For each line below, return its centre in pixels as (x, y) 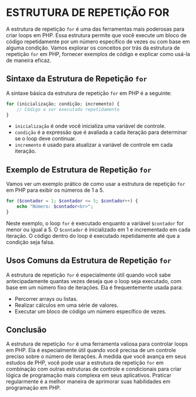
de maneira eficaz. (29, 60)
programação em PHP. (34, 388)
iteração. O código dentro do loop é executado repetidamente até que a (93, 235)
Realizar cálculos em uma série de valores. (67, 305)
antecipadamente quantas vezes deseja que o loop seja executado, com (94, 281)
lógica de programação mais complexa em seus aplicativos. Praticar (89, 375)
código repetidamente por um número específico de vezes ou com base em (98, 41)
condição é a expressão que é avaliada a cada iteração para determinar (101, 132)
